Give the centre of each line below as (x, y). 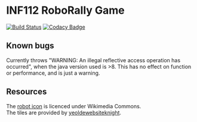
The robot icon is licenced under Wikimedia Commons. (74, 106)
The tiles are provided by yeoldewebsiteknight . (64, 112)
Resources (27, 92)
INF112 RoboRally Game (66, 10)
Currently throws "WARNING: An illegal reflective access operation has (93, 60)
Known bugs (30, 46)
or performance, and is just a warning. (53, 73)
